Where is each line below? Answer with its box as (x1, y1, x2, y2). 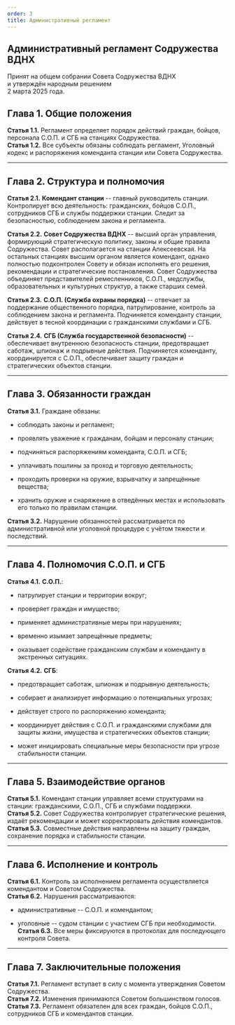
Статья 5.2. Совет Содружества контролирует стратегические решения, (7, 809, 227, 817)
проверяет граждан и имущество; (17, 604, 120, 613)
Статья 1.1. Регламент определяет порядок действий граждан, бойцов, (7, 126, 220, 135)
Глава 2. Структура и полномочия (7, 175, 165, 187)
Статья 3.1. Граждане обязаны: (7, 407, 101, 415)
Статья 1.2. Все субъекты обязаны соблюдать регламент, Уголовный (7, 141, 215, 149)
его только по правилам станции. (17, 503, 118, 512)
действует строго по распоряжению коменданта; (17, 707, 166, 715)
